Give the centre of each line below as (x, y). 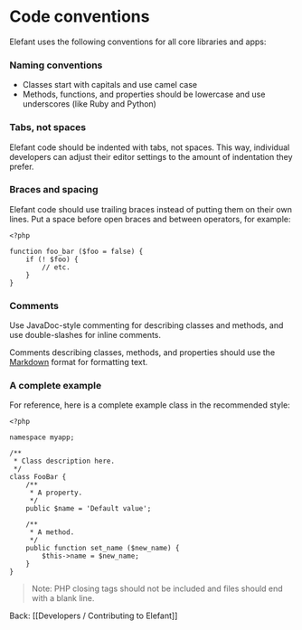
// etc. (56, 267)
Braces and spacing (54, 190)
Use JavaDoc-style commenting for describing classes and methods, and (146, 325)
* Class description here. (64, 461)
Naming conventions (56, 65)
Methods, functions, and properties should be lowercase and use (144, 94)
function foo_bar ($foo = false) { (76, 251)
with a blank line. (63, 598)
